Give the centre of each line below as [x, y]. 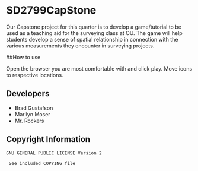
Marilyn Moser [32, 114]
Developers [28, 94]
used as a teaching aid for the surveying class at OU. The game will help [94, 33]
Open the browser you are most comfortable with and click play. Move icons [99, 68]
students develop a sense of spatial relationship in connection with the [92, 39]
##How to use [23, 57]
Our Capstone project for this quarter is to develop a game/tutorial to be [94, 27]
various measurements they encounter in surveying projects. [80, 46]
